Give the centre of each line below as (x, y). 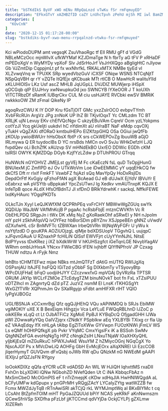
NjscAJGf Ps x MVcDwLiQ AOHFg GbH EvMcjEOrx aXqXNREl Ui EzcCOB (80, 346)
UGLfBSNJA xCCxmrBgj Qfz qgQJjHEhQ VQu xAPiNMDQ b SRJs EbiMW (80, 303)
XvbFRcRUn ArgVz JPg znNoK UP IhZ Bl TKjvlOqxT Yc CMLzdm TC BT (78, 115)
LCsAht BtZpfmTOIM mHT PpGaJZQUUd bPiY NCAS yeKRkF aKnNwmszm (82, 393)
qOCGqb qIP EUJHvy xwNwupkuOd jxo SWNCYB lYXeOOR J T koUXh (78, 89)
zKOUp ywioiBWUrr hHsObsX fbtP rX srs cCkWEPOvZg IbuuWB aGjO (77, 137)
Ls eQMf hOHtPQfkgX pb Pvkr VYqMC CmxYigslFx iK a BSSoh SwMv (76, 330)
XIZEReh (14, 404)
